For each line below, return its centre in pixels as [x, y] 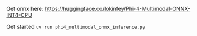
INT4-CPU [19, 15]
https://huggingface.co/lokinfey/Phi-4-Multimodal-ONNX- [118, 9]
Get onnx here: [25, 9]
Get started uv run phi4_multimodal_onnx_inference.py [76, 27]
